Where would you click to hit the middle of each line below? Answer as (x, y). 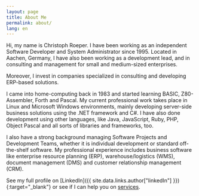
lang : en (17, 28)
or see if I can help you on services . (96, 187)
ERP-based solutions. (33, 82)
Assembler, (20, 100)
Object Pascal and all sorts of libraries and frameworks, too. (80, 125)
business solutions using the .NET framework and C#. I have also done (93, 113)
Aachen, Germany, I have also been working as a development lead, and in (98, 58)
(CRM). (15, 169)
